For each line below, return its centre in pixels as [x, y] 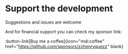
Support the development [59, 9]
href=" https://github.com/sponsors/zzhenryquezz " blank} [64, 46]
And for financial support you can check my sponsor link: [64, 31]
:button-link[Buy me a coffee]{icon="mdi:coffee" [55, 41]
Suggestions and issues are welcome [43, 22]
